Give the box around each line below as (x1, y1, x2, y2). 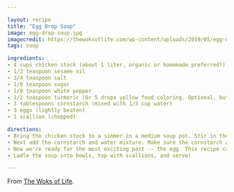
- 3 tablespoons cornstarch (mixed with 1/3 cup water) (7, 101, 173, 108)
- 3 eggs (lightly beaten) (7, 107, 86, 114)
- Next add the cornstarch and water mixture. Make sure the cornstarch (7, 139, 223, 146)
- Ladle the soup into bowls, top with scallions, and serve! (7, 152, 192, 159)
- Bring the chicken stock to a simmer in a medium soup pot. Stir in (7, 132, 217, 140)
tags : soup (7, 43, 39, 50)
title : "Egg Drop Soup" (7, 22, 77, 30)
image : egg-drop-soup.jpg (7, 29, 82, 36)
